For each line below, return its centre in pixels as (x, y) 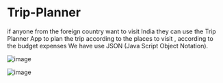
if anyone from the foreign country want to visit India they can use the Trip (112, 31)
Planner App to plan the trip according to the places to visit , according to (110, 38)
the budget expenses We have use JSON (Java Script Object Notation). (108, 46)
